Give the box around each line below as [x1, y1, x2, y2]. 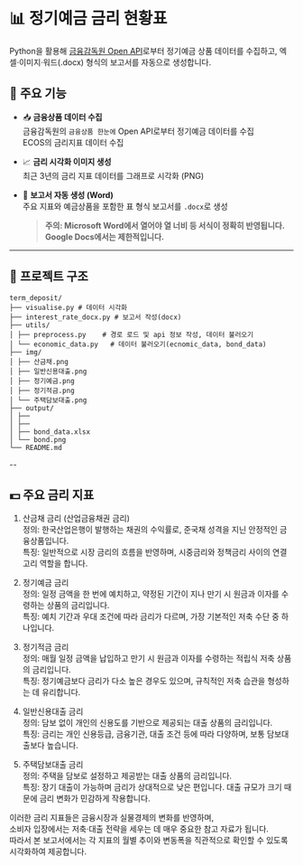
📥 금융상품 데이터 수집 [22, 111, 103, 122]
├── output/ [9, 403, 54, 412]
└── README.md [9, 443, 63, 452]
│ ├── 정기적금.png [9, 386, 75, 395]
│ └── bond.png [9, 435, 67, 444]
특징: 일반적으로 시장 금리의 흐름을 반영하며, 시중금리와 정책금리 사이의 [22, 547, 271, 558]
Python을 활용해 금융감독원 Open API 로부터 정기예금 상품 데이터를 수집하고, [9, 45, 278, 56]
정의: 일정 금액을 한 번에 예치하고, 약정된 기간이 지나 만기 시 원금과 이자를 [22, 588, 280, 599]
